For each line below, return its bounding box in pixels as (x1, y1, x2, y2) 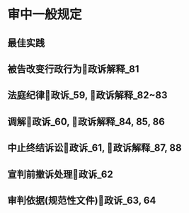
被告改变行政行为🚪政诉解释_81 (7, 63, 139, 75)
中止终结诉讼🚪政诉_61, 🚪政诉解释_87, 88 (7, 142, 182, 154)
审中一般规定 (7, 6, 83, 23)
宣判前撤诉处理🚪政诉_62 (7, 168, 113, 180)
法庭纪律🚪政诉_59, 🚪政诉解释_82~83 (7, 89, 168, 101)
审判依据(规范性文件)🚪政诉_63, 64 (7, 194, 156, 206)
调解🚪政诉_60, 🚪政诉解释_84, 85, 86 (7, 115, 165, 127)
